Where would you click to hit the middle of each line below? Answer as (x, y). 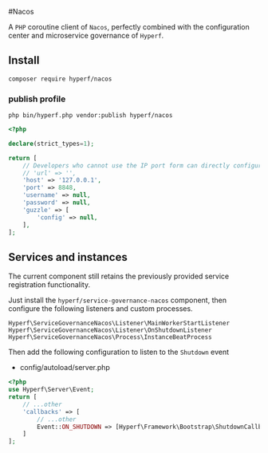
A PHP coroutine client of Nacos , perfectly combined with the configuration (129, 27)
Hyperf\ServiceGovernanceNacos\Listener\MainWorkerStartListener (119, 323)
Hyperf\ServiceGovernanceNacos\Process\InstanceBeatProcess (110, 337)
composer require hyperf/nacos (60, 79)
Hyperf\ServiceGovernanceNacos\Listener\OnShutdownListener (110, 330)
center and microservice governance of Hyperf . (86, 35)
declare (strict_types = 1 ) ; (51, 144)
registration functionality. (49, 285)
